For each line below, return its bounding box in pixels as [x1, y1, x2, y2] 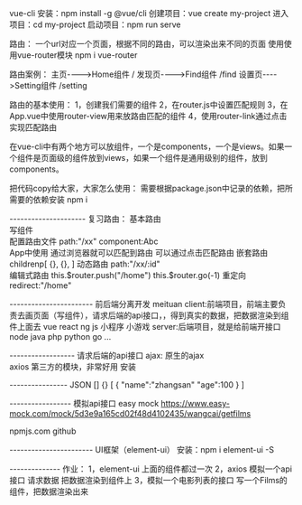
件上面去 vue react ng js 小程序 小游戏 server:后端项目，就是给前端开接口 [9, 322, 281, 332]
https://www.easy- [160, 398, 231, 408]
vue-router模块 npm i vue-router [16, 50, 138, 61]
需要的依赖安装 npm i [9, 194, 88, 205]
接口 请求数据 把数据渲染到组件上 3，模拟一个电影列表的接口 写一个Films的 [9, 475, 288, 485]
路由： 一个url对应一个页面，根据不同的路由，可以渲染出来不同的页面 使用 [9, 39, 285, 49]
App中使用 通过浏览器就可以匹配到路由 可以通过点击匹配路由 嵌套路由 [9, 248, 269, 257]
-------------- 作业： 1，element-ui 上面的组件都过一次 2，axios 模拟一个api [9, 463, 293, 474]
